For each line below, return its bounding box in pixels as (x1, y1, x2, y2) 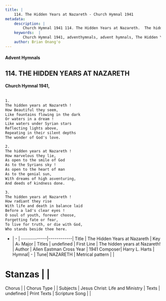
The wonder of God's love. (5, 135, 61, 140)
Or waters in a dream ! (5, 117, 54, 122)
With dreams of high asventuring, (5, 176, 77, 181)
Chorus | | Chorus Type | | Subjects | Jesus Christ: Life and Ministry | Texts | (5, 285, 161, 291)
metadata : (5, 16, 26, 21)
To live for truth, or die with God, (5, 222, 83, 227)
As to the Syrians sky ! (5, 162, 56, 167)
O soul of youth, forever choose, (5, 213, 77, 218)
